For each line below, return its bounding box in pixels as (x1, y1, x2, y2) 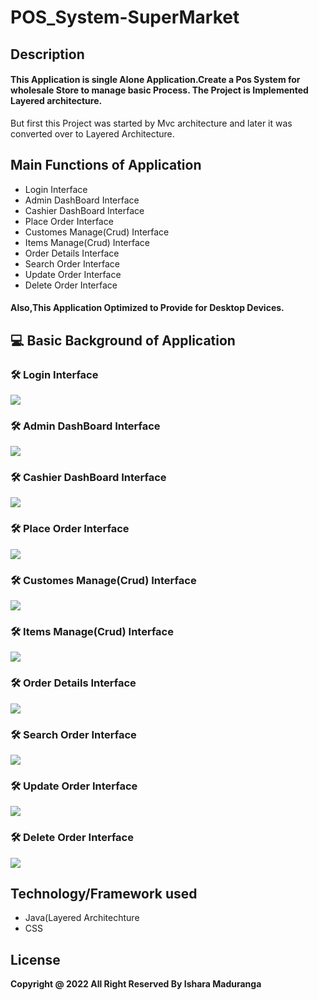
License (10, 951, 61, 968)
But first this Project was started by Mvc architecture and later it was (10, 117, 293, 129)
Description (10, 46, 85, 63)
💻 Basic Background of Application (10, 332, 236, 349)
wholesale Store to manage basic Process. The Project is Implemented (10, 84, 309, 96)
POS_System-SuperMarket (10, 6, 240, 29)
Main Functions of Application (10, 157, 202, 174)
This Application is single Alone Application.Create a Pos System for (10, 74, 301, 86)
